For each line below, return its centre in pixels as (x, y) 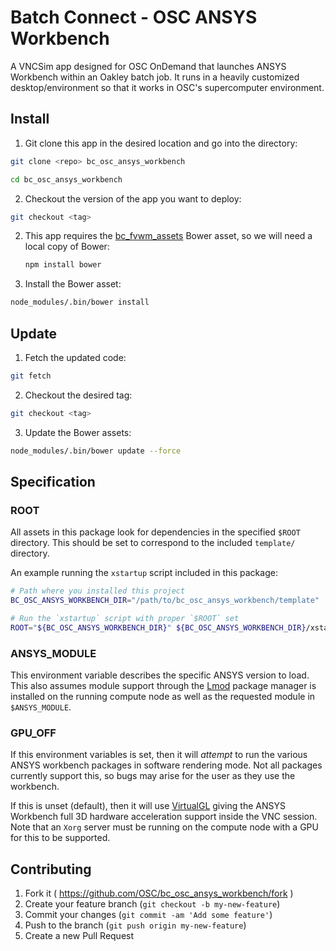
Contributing (51, 869)
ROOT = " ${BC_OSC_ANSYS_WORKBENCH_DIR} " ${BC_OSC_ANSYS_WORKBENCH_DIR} (158, 627)
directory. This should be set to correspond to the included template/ (153, 543)
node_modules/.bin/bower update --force (96, 451)
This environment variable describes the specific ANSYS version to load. (160, 675)
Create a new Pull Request (79, 936)
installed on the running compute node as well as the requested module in (163, 697)
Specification (53, 481)
